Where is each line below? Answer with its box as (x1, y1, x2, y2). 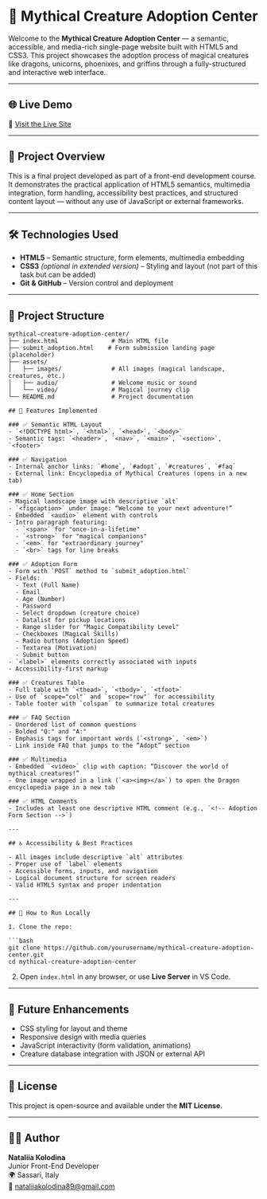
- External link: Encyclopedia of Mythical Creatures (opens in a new (8, 470, 247, 478)
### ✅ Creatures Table (8, 679, 85, 687)
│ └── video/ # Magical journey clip (8, 386, 191, 394)
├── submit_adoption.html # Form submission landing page (8, 344, 215, 352)
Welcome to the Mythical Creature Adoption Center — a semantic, (8, 33, 229, 43)
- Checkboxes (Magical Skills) (15, 630, 119, 639)
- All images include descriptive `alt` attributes (8, 853, 183, 862)
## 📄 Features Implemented (8, 407, 98, 415)
